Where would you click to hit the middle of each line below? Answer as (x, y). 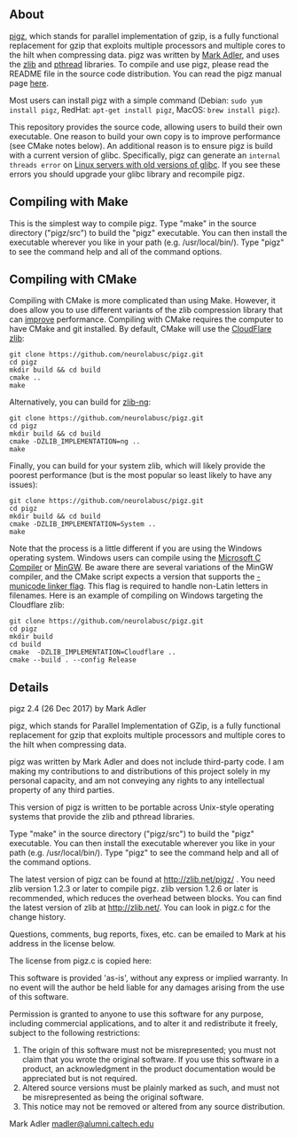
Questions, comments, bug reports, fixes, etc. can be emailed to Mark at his (148, 934)
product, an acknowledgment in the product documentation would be (149, 1069)
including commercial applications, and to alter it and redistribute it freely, (144, 1024)
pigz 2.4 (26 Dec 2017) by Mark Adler (78, 709)
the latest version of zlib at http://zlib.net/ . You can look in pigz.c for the (140, 907)
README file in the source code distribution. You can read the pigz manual (145, 74)
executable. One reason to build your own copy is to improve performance (145, 136)
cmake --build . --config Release (73, 660)
